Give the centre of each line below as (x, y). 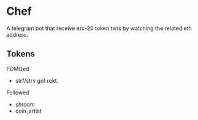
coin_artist (28, 111)
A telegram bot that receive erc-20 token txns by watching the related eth (99, 28)
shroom (25, 104)
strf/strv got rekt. (37, 80)
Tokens (21, 54)
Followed (18, 92)
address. (17, 34)
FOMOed (18, 69)
